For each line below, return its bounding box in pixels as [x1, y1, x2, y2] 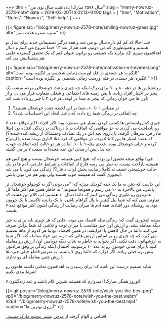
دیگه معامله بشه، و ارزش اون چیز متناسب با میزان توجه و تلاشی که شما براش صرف [5, 222, 160, 228]
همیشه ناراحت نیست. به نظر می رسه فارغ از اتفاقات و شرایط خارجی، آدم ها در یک [5, 161, 159, 166]
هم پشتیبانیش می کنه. [5, 55, 46, 61]
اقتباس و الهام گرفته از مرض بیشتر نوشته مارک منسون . [5, 313, 108, 319]
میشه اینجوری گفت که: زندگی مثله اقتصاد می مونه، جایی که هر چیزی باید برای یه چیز [5, 217, 161, 222]
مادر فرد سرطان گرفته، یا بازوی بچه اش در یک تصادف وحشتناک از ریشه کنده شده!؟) [5, 130, 161, 136]
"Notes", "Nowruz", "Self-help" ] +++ [5, 15, 81, 20]
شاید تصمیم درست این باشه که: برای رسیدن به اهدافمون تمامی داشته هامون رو [5, 264, 151, 269]
